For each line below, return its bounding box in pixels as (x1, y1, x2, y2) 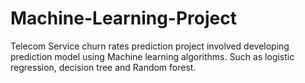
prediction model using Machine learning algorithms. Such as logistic (10, 50, 295, 62)
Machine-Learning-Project (10, 7, 237, 30)
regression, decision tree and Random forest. (10, 61, 197, 73)
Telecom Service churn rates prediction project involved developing (10, 40, 290, 52)
